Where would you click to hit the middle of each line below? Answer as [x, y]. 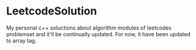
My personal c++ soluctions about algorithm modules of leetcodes [89, 28]
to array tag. [21, 40]
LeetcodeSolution [52, 11]
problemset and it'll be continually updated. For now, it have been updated [99, 34]
